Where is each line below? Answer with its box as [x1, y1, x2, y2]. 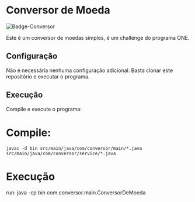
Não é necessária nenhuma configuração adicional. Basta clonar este [6, 67, 173, 74]
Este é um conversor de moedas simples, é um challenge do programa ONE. [6, 34, 190, 41]
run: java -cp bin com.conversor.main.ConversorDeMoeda [6, 189, 146, 196]
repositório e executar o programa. [6, 73, 90, 80]
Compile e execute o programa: [6, 105, 82, 112]
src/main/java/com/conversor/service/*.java [6, 150, 116, 156]
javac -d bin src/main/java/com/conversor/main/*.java [6, 145, 142, 151]
